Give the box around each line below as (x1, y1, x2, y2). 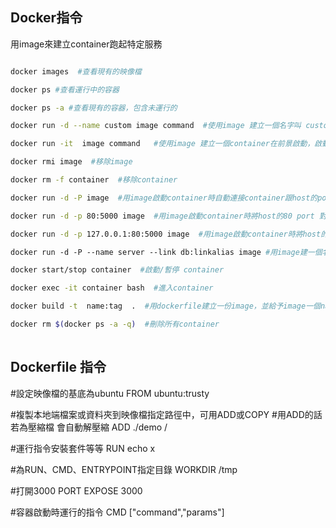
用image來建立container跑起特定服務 (10, 38, 163, 50)
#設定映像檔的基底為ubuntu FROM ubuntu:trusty (10, 387, 210, 399)
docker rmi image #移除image (10, 157, 133, 167)
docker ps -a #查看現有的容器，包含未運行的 (10, 103, 178, 113)
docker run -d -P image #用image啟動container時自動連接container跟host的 (10, 193, 318, 203)
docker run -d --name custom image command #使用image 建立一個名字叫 (10, 121, 302, 131)
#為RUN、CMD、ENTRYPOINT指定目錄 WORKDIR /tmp (10, 463, 238, 475)
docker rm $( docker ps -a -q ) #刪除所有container (10, 319, 220, 330)
